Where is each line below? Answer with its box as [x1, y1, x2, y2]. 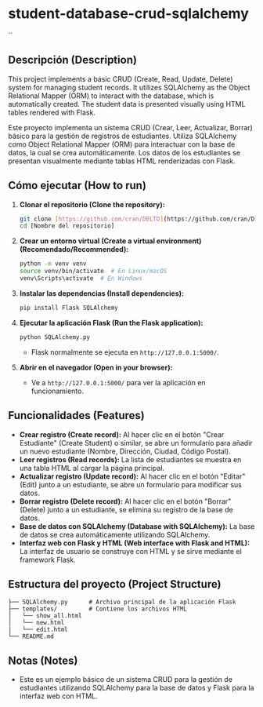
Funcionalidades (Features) [8, 409, 145, 422]
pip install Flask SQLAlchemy [19, 304, 119, 312]
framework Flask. [19, 555, 76, 564]
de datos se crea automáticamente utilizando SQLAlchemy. [19, 530, 211, 539]
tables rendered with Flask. [8, 108, 96, 117]
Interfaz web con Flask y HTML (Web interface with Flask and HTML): [19, 538, 250, 548]
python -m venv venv [19, 260, 87, 268]
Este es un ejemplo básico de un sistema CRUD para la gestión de [19, 675, 233, 684]
